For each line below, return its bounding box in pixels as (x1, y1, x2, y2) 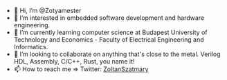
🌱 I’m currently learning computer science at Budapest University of (13, 28, 208, 36)
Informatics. (13, 43, 48, 51)
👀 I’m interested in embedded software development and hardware (13, 14, 205, 22)
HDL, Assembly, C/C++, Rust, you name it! (13, 57, 135, 65)
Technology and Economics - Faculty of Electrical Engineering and (13, 36, 204, 44)
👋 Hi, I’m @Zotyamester (13, 7, 82, 14)
